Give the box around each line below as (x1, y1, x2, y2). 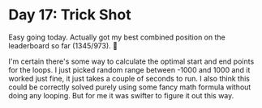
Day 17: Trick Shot (8, 6, 131, 24)
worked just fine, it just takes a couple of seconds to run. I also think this (8, 73, 250, 83)
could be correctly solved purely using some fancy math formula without (8, 82, 251, 92)
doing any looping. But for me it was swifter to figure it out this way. (8, 90, 234, 100)
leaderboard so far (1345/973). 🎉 (8, 40, 118, 50)
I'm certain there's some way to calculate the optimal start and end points (8, 56, 255, 66)
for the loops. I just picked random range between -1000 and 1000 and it (8, 64, 251, 74)
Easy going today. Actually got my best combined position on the (8, 32, 225, 42)
